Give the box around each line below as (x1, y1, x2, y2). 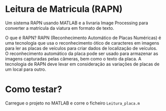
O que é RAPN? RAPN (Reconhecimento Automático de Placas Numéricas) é (5, 35, 162, 41)
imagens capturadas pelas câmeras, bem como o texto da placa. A (5, 55, 142, 61)
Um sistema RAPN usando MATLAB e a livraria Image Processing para (5, 20, 149, 26)
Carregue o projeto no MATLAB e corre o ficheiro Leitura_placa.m (5, 100, 140, 106)
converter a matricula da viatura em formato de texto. (5, 25, 114, 31)
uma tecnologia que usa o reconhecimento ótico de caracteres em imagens (5, 40, 160, 46)
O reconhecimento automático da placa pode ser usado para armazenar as (5, 51, 159, 56)
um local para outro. (5, 66, 46, 72)
